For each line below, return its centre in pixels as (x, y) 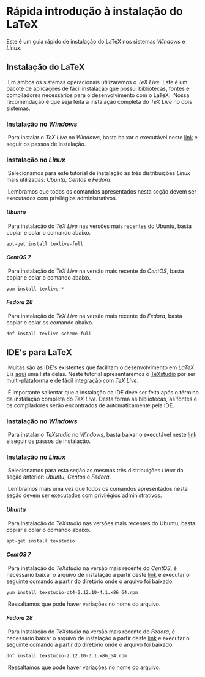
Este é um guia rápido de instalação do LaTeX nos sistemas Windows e (96, 41)
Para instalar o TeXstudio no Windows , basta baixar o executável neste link (102, 435)
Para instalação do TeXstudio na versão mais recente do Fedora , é (91, 632)
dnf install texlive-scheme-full (49, 334)
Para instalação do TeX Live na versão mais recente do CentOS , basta (96, 271)
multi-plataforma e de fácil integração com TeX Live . (73, 380)
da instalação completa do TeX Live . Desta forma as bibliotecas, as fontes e (102, 399)
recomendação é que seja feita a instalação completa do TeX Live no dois (99, 101)
